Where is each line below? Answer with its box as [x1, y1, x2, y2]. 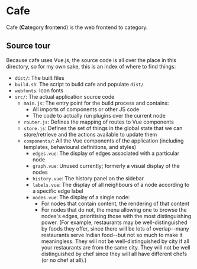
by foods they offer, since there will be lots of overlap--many [41, 225, 189, 232]
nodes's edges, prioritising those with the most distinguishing [41, 212, 192, 219]
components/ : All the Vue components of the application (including [23, 137, 184, 144]
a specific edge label [32, 187, 84, 195]
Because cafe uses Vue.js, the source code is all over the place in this [6, 56, 176, 63]
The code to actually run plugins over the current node [32, 112, 166, 119]
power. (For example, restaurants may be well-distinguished [41, 219, 188, 226]
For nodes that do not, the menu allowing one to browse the [41, 206, 188, 213]
